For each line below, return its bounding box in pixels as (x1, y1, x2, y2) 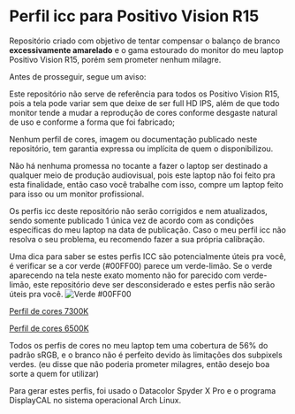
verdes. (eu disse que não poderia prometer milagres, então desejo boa (9, 358, 270, 369)
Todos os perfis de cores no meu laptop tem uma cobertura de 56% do (9, 340, 269, 350)
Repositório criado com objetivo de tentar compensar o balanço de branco (9, 35, 281, 46)
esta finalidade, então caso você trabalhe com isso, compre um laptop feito (9, 179, 284, 189)
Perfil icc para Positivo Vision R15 (9, 6, 260, 27)
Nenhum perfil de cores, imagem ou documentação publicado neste (9, 134, 258, 144)
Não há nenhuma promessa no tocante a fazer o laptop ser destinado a (9, 160, 269, 171)
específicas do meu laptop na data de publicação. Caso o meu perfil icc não (9, 224, 287, 235)
